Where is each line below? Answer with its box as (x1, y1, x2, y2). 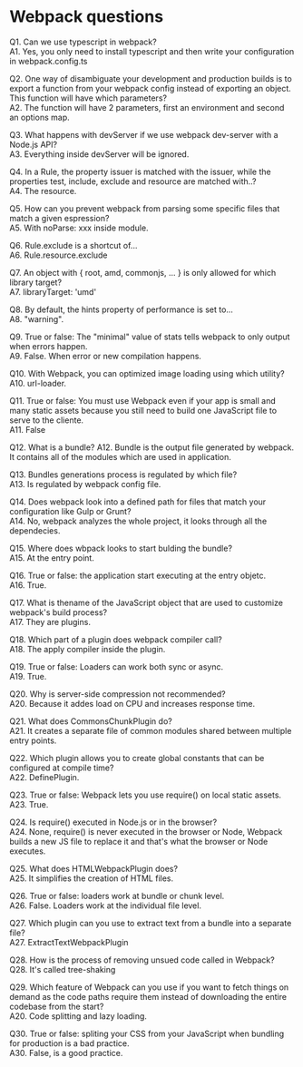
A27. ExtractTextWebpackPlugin (9, 936, 129, 947)
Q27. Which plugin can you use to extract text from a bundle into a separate (9, 917, 292, 928)
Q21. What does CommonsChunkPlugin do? (9, 715, 172, 727)
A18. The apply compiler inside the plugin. (9, 643, 166, 654)
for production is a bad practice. (9, 1037, 130, 1049)
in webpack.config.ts (9, 55, 88, 66)
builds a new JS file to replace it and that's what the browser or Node (9, 836, 269, 847)
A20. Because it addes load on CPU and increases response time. (9, 698, 256, 709)
